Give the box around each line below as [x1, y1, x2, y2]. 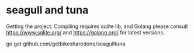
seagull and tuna [6, 3, 89, 17]
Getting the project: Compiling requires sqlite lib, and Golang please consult [6, 23, 188, 30]
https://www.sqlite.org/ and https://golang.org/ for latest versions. [6, 29, 165, 36]
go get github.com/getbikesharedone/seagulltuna [6, 40, 126, 47]
